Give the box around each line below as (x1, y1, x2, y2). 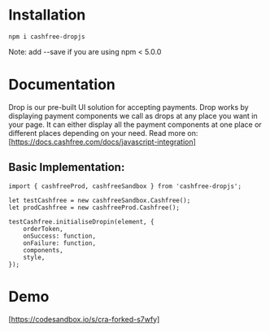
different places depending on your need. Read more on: (8, 128, 198, 138)
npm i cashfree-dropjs (8, 33, 85, 41)
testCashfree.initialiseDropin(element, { (8, 217, 155, 225)
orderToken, (23, 225, 63, 233)
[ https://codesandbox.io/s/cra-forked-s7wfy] (8, 314, 160, 324)
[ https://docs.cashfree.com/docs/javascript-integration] (8, 137, 197, 146)
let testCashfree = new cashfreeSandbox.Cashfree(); (8, 196, 191, 204)
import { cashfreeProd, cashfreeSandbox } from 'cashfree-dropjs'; (8, 181, 242, 190)
